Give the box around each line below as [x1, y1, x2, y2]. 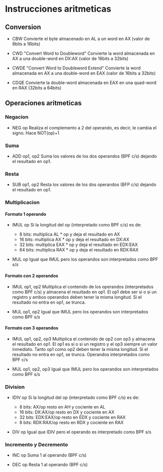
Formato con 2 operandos [5, 273, 58, 279]
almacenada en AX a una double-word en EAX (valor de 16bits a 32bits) [12, 70, 156, 76]
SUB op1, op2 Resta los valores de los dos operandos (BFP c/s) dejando [12, 182, 157, 187]
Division [5, 383, 25, 390]
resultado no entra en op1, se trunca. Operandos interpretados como [12, 351, 150, 357]
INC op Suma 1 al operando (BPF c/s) [12, 452, 87, 458]
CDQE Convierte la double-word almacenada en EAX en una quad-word [12, 80, 157, 85]
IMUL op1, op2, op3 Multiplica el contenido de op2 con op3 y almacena [12, 336, 155, 342]
